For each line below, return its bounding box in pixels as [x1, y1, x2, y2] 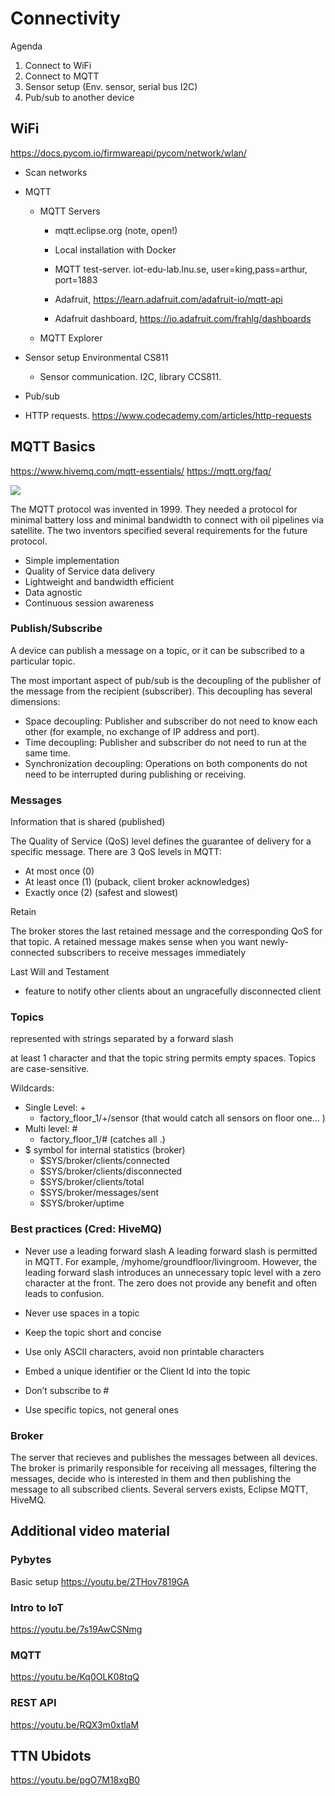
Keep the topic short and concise [24, 1326, 162, 1338]
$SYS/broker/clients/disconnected [39, 1165, 183, 1177]
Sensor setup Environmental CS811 [24, 351, 169, 363]
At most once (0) [24, 865, 95, 877]
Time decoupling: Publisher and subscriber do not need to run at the [24, 736, 307, 748]
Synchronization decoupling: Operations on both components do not [24, 757, 308, 769]
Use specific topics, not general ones [24, 1403, 179, 1416]
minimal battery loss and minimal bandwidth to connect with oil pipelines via [10, 513, 325, 526]
